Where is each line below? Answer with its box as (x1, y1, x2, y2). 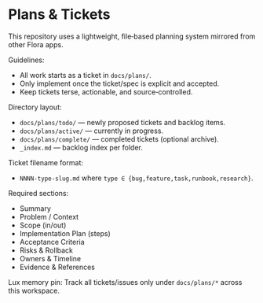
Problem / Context (19, 212, 79, 221)
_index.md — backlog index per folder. (19, 142, 143, 152)
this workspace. (8, 286, 60, 295)
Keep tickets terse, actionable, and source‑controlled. (19, 87, 193, 96)
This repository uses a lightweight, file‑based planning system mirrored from (8, 31, 256, 41)
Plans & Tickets (8, 6, 111, 24)
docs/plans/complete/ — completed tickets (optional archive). (19, 134, 220, 143)
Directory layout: (8, 102, 62, 112)
